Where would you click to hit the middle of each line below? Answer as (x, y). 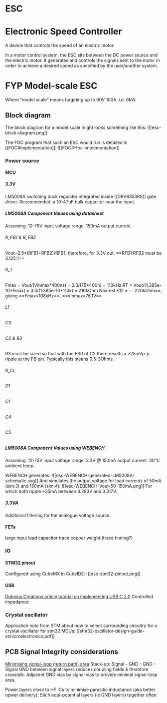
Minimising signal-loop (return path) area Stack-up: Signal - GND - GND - (81, 664)
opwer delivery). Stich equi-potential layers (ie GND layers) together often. (82, 695)
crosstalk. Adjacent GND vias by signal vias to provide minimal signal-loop (82, 675)
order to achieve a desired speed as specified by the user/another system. (82, 66)
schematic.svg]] (22, 481)
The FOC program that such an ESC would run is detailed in (66, 142)
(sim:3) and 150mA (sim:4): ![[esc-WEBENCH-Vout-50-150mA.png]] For (79, 486)
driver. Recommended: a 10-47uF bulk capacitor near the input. (70, 202)
